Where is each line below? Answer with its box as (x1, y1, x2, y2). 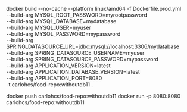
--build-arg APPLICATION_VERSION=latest (6, 62, 111, 69)
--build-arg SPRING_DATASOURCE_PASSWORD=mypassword (6, 56, 159, 63)
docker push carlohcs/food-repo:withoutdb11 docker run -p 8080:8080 (6, 92, 181, 99)
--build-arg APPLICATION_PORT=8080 (6, 74, 102, 82)
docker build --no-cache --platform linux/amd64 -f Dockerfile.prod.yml (6, 5, 182, 12)
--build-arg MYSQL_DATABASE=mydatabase (6, 18, 117, 24)
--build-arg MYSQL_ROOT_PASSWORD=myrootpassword (6, 11, 147, 18)
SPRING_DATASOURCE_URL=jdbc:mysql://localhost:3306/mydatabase (6, 43, 180, 50)
